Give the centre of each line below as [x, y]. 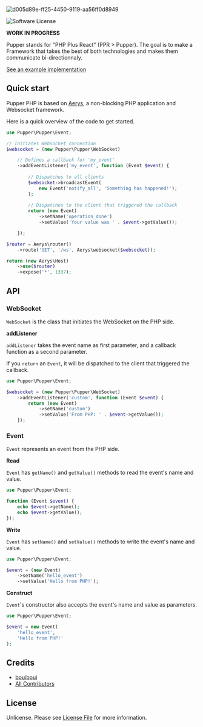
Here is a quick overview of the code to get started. [71, 121]
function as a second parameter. [47, 351]
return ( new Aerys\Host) [38, 261]
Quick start [28, 88]
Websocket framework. [35, 109]
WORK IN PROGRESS [33, 33]
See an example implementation [46, 69]
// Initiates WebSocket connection [51, 143]
